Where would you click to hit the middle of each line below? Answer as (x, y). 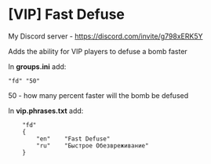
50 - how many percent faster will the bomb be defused (98, 95)
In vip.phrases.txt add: (46, 111)
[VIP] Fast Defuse (67, 15)
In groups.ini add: (37, 66)
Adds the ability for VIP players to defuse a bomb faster (98, 51)
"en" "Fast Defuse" (73, 139)
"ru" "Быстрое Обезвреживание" (93, 146)
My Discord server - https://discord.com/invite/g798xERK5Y (105, 36)
